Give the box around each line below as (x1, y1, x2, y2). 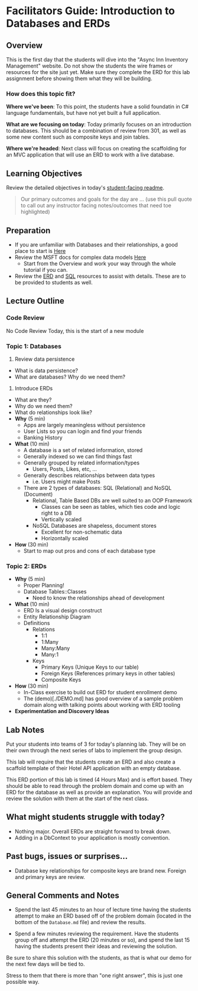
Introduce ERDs (14, 384, 53, 392)
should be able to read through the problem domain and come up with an (6, 782, 184, 790)
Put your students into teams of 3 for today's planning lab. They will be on (6, 740, 186, 748)
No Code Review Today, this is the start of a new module (6, 327, 144, 334)
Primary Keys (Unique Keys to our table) (41, 663, 139, 671)
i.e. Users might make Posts (32, 478, 100, 485)
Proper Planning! (23, 582, 64, 589)
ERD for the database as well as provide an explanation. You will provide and (6, 789, 193, 796)
